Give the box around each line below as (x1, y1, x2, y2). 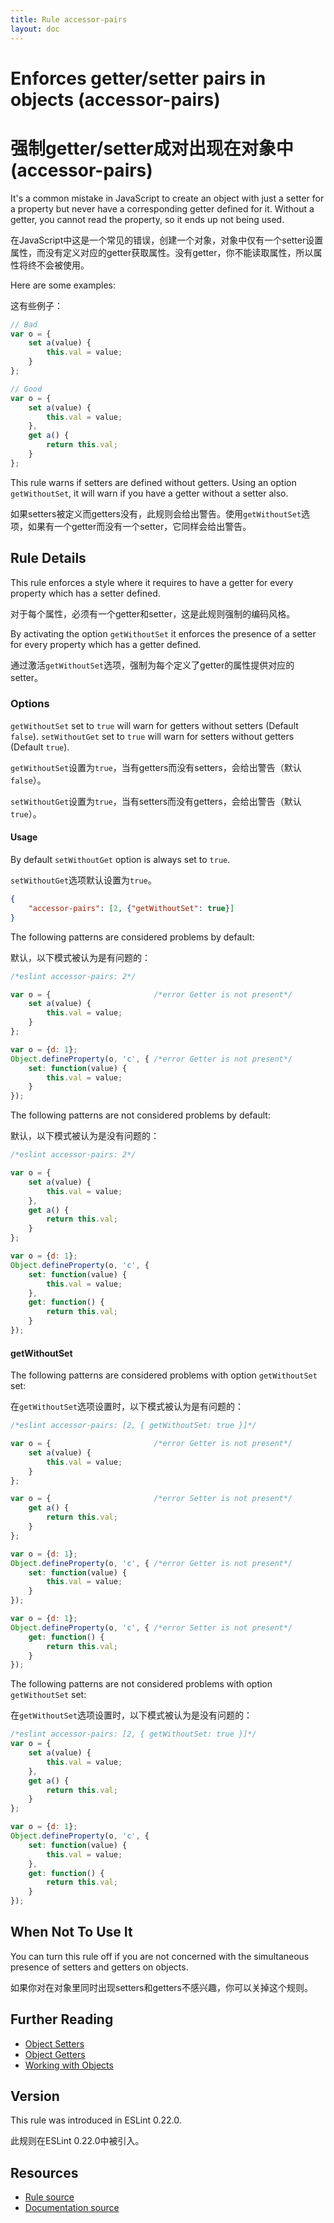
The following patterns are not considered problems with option (10, 1678, 273, 1690)
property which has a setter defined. (10, 587, 161, 599)
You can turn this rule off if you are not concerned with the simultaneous (10, 1950, 310, 1962)
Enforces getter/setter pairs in (10, 67, 267, 90)
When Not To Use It (10, 1924, 133, 1941)
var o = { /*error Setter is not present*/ (10, 1494, 293, 1504)
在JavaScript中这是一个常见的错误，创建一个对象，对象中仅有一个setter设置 (10, 234, 324, 246)
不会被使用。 (36, 259, 90, 271)
